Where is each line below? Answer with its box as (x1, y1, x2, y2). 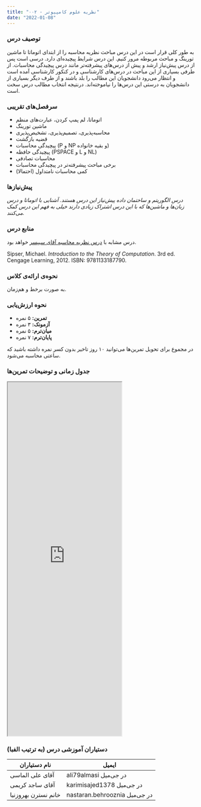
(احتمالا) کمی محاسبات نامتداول (15, 167, 87, 175)
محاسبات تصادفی (15, 155, 55, 162)
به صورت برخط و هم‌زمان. (7, 285, 67, 292)
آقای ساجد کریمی (10, 781, 55, 789)
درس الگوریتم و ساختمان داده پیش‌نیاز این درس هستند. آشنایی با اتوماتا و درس (7, 197, 183, 204)
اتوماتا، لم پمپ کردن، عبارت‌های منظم (15, 116, 102, 123)
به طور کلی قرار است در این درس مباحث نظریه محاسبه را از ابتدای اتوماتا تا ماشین (7, 48, 194, 55)
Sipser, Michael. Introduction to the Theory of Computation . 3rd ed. (7, 250, 175, 257)
